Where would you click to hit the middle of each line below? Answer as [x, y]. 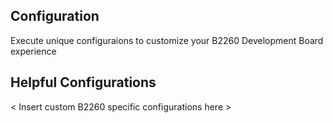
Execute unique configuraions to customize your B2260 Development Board [167, 40]
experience [33, 51]
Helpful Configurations [83, 82]
